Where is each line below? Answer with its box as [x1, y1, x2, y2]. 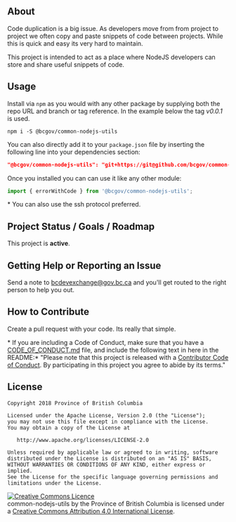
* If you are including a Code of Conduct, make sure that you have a [7, 338, 204, 346]
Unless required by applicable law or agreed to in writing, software [7, 449, 218, 456]
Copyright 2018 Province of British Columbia [7, 400, 143, 407]
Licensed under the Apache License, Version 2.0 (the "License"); [7, 412, 206, 419]
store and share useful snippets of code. [7, 60, 125, 69]
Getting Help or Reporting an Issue [7, 259, 162, 271]
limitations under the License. [7, 479, 102, 487]
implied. [7, 467, 33, 474]
